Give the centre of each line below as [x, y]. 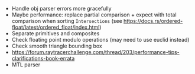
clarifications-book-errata [43, 58]
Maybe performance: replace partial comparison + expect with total [94, 15]
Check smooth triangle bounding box [57, 46]
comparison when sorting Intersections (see [67, 21]
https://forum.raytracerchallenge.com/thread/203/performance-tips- [96, 52]
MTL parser [26, 65]
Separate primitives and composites [56, 33]
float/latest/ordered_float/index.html [56, 27]
